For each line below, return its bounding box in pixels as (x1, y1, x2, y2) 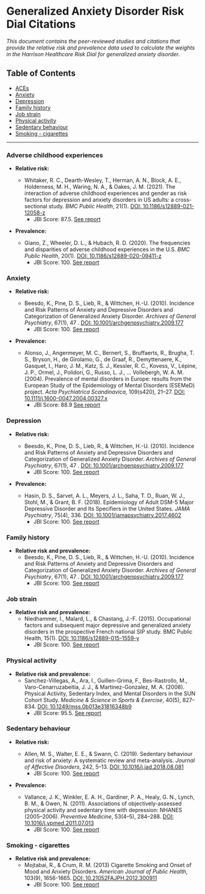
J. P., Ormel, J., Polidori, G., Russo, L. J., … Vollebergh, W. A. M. (24, 368, 184, 376)
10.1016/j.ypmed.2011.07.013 (24, 819, 95, 826)
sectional (24, 203, 48, 210)
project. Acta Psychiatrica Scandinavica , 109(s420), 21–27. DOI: (24, 388, 185, 395)
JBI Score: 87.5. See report (33, 216, 101, 223)
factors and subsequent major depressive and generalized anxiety (24, 621, 191, 629)
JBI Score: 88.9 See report (33, 401, 101, 409)
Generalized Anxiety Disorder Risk (6, 4, 184, 18)
